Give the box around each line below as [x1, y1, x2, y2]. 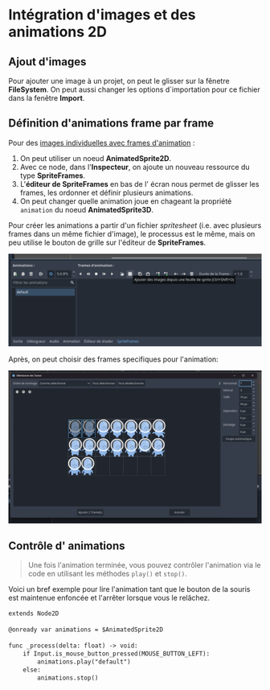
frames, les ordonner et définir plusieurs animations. [19, 188, 194, 197]
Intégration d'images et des [8, 6, 196, 24]
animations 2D [8, 23, 107, 41]
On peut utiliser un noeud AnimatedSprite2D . [19, 153, 172, 163]
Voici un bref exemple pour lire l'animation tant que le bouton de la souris [8, 585, 251, 594]
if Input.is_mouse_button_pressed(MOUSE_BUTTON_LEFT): [22, 650, 211, 658]
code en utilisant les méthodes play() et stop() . [27, 569, 187, 579]
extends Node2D [8, 609, 59, 618]
